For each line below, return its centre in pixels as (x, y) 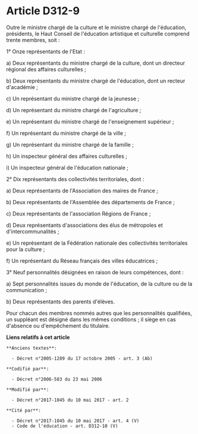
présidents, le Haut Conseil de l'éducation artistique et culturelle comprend (98, 33)
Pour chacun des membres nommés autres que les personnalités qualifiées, (99, 313)
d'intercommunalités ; (33, 231)
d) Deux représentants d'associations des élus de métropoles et (85, 225)
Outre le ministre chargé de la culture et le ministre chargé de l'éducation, (96, 27)
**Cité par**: (24, 410)
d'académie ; (22, 87)
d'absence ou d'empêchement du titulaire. (58, 325)
